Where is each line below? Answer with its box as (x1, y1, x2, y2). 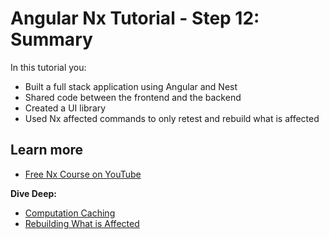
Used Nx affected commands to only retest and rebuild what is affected (24, 112, 320, 124)
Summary (10, 28, 93, 51)
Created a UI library (24, 102, 107, 114)
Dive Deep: (10, 187, 57, 199)
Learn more (10, 142, 84, 159)
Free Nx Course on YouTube (24, 168, 142, 180)
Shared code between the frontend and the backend (24, 91, 242, 103)
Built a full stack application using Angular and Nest (24, 80, 238, 92)
